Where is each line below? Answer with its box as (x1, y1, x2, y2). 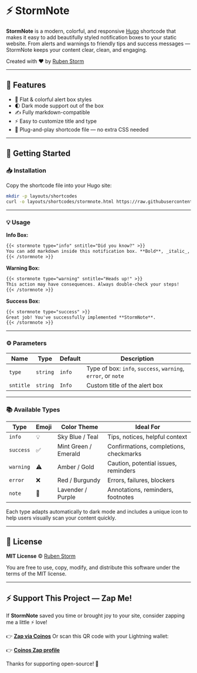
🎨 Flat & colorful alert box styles (14, 96, 92, 103)
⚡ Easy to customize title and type (14, 118, 97, 125)
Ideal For (135, 423, 161, 431)
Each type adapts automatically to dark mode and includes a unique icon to (6, 508, 188, 515)
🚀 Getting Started (6, 149, 71, 159)
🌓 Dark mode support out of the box (14, 102, 104, 109)
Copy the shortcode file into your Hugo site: (6, 182, 112, 189)
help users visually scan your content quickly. (6, 514, 117, 521)
